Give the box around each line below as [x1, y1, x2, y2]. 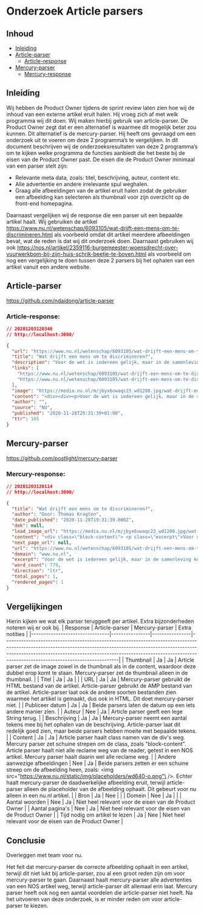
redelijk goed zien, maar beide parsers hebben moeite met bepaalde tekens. [6, 727, 197, 735]
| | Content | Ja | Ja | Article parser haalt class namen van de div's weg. [6, 734, 185, 741]
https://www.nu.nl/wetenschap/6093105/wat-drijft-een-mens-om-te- [6, 224, 180, 231]
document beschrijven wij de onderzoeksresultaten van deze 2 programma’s [6, 143, 198, 150]
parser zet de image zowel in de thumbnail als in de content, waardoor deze [6, 663, 196, 670]
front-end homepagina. [15, 199, 74, 207]
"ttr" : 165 [12, 416, 39, 422]
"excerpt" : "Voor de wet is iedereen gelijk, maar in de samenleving [12, 557, 191, 563]
